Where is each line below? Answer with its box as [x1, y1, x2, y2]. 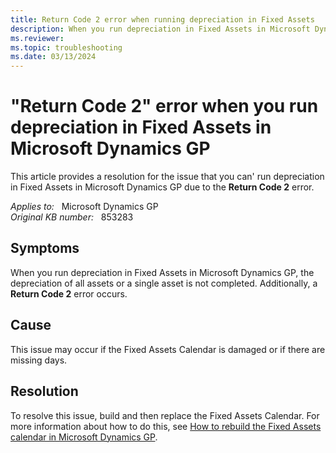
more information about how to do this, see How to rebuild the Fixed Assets [10, 420, 322, 432]
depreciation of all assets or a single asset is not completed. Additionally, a [10, 277, 318, 289]
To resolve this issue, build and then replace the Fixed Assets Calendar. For [10, 409, 320, 421]
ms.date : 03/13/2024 [10, 52, 97, 62]
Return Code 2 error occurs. [10, 287, 128, 300]
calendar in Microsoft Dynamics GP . [10, 431, 158, 443]
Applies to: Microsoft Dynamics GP [10, 201, 159, 213]
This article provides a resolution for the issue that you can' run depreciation [10, 171, 325, 183]
